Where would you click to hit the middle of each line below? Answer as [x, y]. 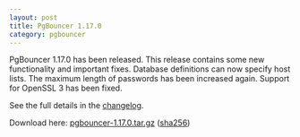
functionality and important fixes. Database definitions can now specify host [150, 69]
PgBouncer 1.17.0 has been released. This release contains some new [137, 60]
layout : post [34, 17]
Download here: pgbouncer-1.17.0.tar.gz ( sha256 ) [100, 123]
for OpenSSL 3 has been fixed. [66, 88]
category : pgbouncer [48, 34]
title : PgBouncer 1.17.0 [56, 26]
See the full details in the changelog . [77, 106]
